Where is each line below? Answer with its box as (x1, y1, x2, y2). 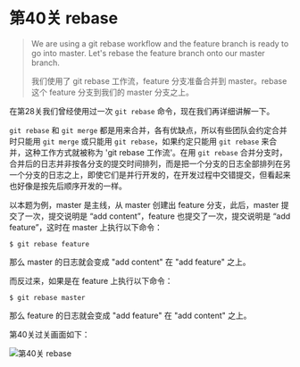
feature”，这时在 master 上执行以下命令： (9, 221, 163, 232)
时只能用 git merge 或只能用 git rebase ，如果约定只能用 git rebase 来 (9, 136, 270, 146)
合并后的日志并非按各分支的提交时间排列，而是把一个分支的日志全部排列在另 (9, 158, 291, 169)
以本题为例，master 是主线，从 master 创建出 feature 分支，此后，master (9, 199, 279, 210)
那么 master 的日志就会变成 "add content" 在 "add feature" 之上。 (9, 256, 251, 267)
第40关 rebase (9, 8, 119, 29)
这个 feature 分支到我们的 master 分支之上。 (30, 87, 194, 97)
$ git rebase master (9, 293, 87, 302)
